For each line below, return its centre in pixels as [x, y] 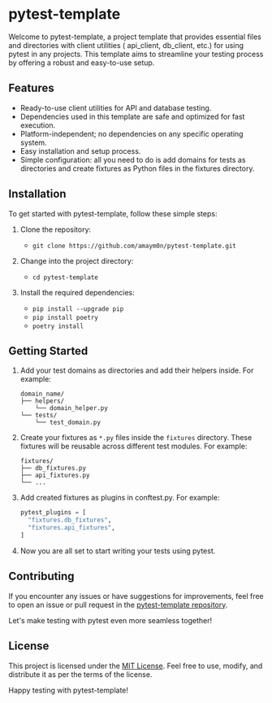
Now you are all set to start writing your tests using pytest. [118, 551]
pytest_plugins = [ [53, 513]
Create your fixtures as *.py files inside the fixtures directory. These [136, 438]
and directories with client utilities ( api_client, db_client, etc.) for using [126, 45]
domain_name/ [42, 394]
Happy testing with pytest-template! [68, 690]
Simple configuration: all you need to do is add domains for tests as [133, 159]
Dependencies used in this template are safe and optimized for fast [132, 116]
